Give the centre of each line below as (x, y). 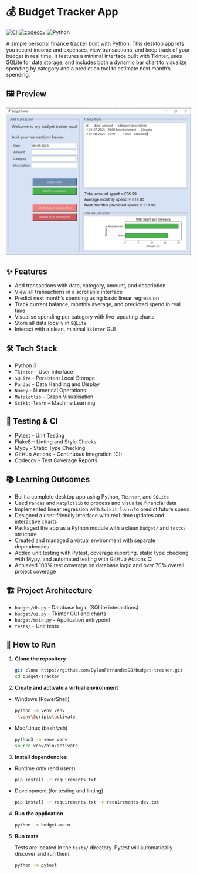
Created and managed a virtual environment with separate (85, 540)
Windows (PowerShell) (42, 699)
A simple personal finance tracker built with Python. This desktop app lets (95, 43)
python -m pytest (36, 865)
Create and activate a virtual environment (66, 688)
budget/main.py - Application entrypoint (62, 620)
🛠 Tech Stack (32, 348)
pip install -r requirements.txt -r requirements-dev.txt (87, 802)
